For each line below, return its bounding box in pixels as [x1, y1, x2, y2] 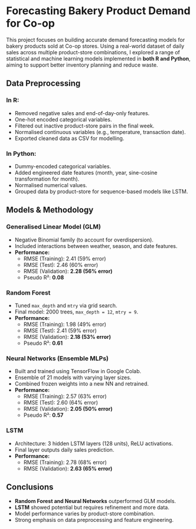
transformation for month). [14, 175, 80, 182]
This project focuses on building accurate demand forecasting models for [6, 36, 185, 43]
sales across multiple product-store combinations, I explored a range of [6, 48, 180, 55]
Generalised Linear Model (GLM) [6, 223, 102, 231]
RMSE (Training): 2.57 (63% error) [23, 393, 107, 400]
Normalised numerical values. [14, 181, 87, 188]
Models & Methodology [6, 205, 94, 215]
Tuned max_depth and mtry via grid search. [14, 302, 117, 309]
